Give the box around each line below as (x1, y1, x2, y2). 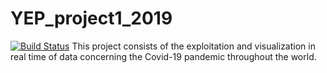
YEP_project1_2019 (10, 7, 173, 30)
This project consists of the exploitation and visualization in (71, 40, 316, 52)
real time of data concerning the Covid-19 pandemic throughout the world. (10, 50, 317, 62)
